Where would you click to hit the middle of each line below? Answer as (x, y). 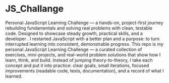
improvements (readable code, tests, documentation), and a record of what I (84, 70)
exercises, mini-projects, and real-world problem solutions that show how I (83, 55)
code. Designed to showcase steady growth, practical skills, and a (74, 33)
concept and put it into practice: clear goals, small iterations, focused (77, 65)
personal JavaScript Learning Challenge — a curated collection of (74, 49)
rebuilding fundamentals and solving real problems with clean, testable (79, 28)
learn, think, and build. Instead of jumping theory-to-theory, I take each (79, 60)
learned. (14, 76)
